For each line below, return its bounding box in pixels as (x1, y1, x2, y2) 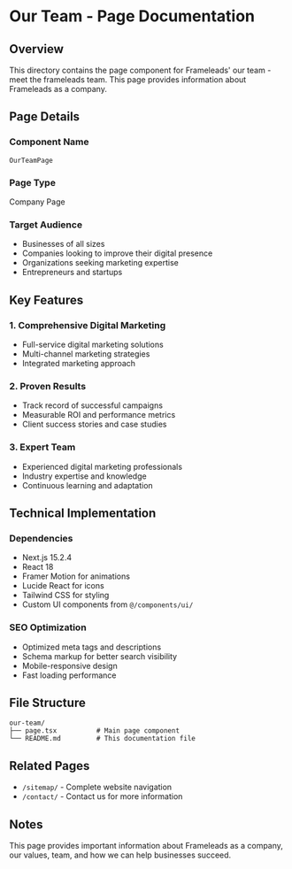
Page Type (9, 176, 56, 188)
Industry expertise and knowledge (21, 471, 148, 481)
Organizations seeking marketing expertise (21, 258, 179, 268)
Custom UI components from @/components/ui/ (21, 599, 194, 610)
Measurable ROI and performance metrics (21, 410, 176, 420)
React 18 (21, 562, 54, 573)
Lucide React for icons (21, 581, 104, 591)
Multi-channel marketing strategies (21, 348, 150, 359)
